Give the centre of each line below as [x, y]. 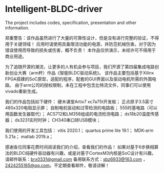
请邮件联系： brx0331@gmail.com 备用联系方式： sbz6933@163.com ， [76, 159]
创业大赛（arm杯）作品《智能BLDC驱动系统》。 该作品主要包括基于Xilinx [82, 73]
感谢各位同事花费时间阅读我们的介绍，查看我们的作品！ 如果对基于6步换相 [80, 147]
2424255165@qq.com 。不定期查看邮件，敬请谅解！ [57, 165]
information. [17, 27]
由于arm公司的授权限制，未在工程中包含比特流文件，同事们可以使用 [83, 85]
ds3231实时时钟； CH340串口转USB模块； [58, 120]
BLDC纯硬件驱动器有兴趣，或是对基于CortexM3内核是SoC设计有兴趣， [85, 153]
